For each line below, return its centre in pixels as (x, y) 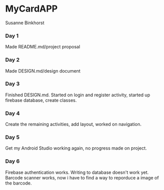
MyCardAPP (32, 9)
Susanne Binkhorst (25, 23)
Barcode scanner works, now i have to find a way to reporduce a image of (82, 177)
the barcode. (18, 183)
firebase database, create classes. (41, 100)
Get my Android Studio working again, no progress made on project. (76, 148)
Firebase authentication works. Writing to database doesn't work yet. (77, 172)
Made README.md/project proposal (43, 47)
